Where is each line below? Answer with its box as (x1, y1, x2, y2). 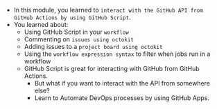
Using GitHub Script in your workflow (24, 28, 130, 36)
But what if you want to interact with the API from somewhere (34, 79, 210, 87)
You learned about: (13, 21, 69, 28)
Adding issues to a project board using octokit (24, 43, 163, 50)
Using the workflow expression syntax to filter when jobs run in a (24, 50, 211, 58)
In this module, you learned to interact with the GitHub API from (13, 6, 203, 14)
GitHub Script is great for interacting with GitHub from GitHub (24, 65, 200, 72)
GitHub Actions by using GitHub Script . (13, 13, 131, 21)
